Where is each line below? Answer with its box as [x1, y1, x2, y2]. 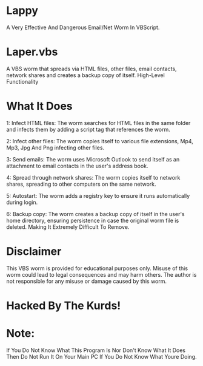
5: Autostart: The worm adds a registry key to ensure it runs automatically [6, 192, 190, 199]
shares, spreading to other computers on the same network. [6, 180, 156, 188]
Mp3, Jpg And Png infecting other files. [6, 144, 105, 151]
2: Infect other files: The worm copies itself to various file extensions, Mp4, [6, 137, 194, 144]
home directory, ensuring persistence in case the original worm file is [6, 217, 179, 224]
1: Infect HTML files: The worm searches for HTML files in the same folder [6, 119, 191, 126]
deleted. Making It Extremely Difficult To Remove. [6, 223, 130, 231]
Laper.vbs [6, 45, 58, 59]
